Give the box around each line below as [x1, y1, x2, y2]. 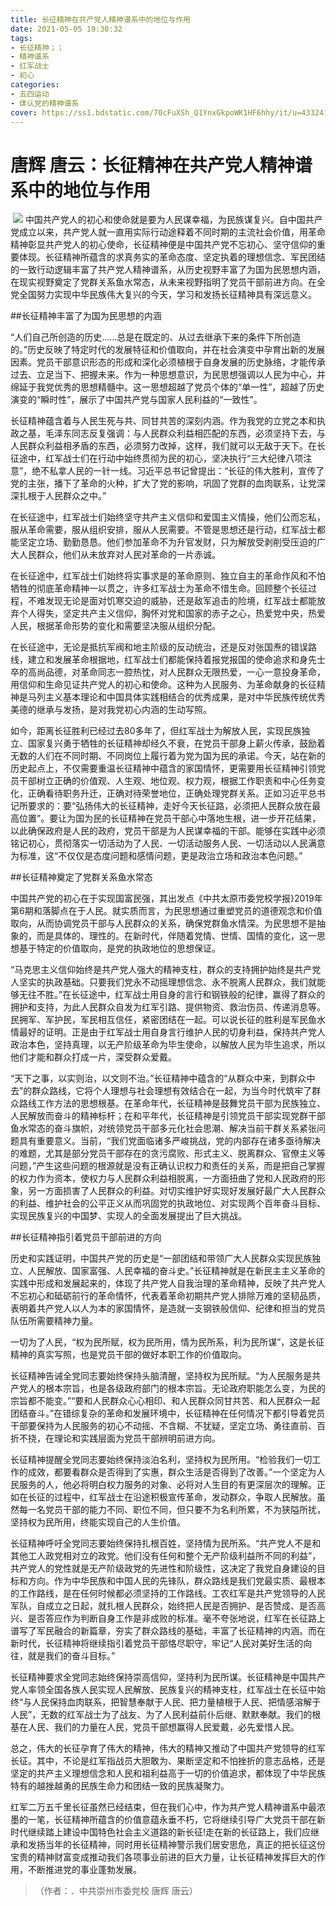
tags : [10, 33, 33, 43]
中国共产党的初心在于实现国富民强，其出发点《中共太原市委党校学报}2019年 [10, 892, 323, 905]
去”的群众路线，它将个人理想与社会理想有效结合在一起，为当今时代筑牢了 [10, 1085, 313, 1097]
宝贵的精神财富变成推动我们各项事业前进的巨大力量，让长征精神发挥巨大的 [10, 1851, 317, 1863]
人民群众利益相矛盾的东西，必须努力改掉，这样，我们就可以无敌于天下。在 [10, 440, 317, 452]
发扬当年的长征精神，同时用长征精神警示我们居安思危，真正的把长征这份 [27, 1839, 326, 1851]
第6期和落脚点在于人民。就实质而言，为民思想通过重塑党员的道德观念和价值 [10, 905, 323, 917]
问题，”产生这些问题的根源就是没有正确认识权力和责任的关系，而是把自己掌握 [10, 1160, 326, 1172]
